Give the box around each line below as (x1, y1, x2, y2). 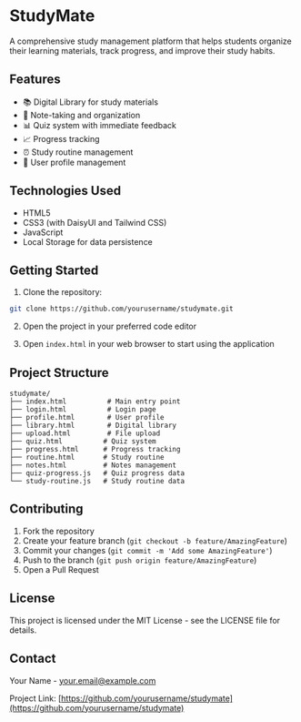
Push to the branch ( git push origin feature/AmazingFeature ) (22, 554, 257, 565)
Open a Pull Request (22, 564, 100, 575)
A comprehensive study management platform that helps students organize (9, 36, 293, 46)
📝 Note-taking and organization (22, 109, 141, 120)
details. (9, 625, 37, 636)
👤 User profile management (22, 157, 126, 168)
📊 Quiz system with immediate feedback (22, 119, 177, 130)
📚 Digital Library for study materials (22, 97, 159, 107)
